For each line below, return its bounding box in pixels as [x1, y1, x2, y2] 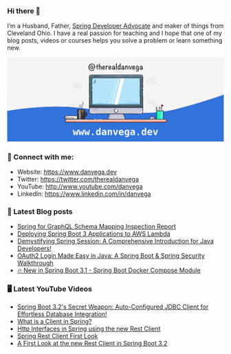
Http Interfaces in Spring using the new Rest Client [16, 324, 161, 333]
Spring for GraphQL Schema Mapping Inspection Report [16, 223, 177, 231]
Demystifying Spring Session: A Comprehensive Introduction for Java [16, 237, 214, 245]
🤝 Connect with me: [7, 152, 74, 162]
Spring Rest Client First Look [16, 331, 98, 340]
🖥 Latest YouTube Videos [7, 285, 93, 294]
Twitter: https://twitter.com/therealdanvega [16, 175, 140, 183]
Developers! [16, 244, 52, 253]
